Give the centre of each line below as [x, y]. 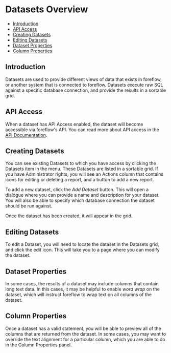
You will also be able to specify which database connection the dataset [80, 200]
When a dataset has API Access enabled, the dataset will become [74, 124]
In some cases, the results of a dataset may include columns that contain [82, 284]
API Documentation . [26, 135]
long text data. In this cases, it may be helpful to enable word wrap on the [82, 289]
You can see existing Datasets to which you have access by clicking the [81, 163]
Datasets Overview [47, 9]
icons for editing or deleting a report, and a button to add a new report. [80, 180]
